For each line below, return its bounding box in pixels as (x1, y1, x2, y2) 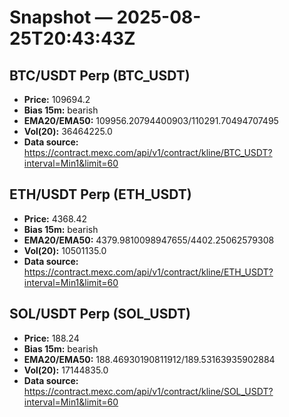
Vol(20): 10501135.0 (23, 244, 107, 256)
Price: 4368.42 (23, 212, 87, 225)
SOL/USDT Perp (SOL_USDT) (9, 306, 191, 323)
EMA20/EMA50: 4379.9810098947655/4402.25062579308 (23, 234, 275, 246)
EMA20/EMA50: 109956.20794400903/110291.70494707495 (23, 115, 279, 126)
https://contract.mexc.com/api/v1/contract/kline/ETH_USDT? (23, 266, 274, 278)
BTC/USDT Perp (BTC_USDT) (9, 67, 191, 84)
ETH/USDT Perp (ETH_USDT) (9, 186, 192, 203)
